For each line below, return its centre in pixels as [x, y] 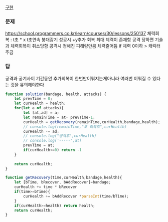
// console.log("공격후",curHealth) [60, 136]
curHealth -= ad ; [41, 131]
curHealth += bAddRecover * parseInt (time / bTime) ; [76, 196]
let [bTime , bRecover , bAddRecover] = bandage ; [63, 182]
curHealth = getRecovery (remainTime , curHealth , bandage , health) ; [92, 122]
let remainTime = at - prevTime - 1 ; [59, 117]
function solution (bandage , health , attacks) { [56, 94]
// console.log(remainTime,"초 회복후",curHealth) [75, 127]
